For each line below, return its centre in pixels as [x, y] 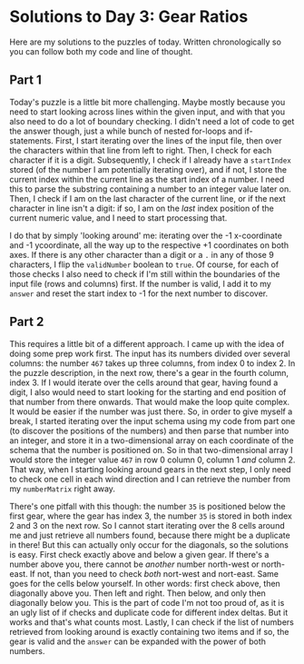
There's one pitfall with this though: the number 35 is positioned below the [147, 506]
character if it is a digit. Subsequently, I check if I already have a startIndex [151, 160]
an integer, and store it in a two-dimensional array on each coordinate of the [152, 440]
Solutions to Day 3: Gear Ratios [129, 17]
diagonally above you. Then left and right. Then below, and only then [137, 593]
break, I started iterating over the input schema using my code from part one [152, 421]
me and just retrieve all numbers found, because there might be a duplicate [150, 535]
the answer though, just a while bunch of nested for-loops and [126, 131]
